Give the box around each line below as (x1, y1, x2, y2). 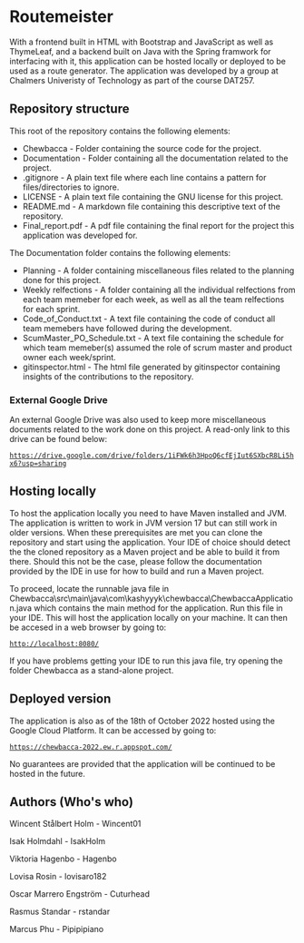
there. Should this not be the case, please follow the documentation (9, 555, 263, 566)
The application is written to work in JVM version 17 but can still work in (9, 517, 278, 528)
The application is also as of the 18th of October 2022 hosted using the (9, 715, 275, 726)
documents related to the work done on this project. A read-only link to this (9, 424, 290, 435)
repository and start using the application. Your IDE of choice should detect (9, 536, 291, 547)
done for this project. (22, 274, 102, 285)
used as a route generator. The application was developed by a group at (9, 65, 279, 76)
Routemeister (9, 6, 113, 27)
